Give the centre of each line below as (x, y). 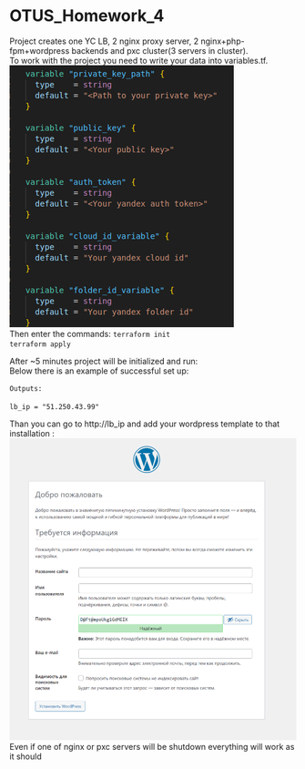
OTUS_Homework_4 (87, 16)
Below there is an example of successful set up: (99, 371)
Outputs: (26, 388)
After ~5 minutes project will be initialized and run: (104, 361)
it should (26, 756)
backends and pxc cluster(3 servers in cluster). (160, 50)
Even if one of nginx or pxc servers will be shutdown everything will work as (152, 746)
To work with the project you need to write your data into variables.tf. (139, 60)
